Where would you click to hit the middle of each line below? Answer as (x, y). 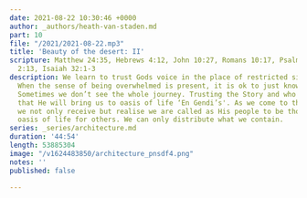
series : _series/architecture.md (73, 129)
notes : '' (28, 162)
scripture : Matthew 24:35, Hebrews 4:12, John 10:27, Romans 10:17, (143, 60)
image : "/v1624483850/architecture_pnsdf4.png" (102, 153)
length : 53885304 (42, 145)
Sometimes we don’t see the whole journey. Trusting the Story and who (157, 94)
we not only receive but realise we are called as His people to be (151, 111)
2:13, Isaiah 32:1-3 (57, 69)
